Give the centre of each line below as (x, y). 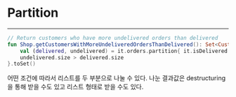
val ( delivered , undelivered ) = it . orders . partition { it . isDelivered (124, 51)
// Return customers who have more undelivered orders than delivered (113, 38)
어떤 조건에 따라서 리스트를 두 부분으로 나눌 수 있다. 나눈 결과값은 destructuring (117, 78)
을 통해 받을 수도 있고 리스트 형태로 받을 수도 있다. (76, 87)
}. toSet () (22, 64)
